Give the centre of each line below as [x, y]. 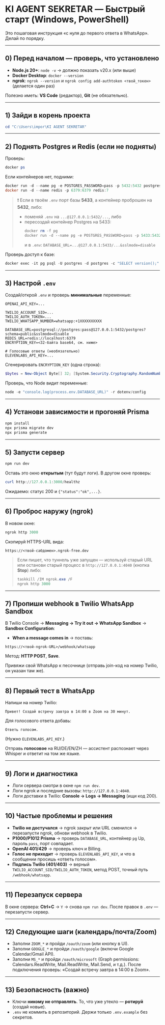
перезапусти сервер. [27, 912]
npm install [17, 423]
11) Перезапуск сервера [44, 895]
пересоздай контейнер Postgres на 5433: [68, 222]
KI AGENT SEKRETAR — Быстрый [75, 9]
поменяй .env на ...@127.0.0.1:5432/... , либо [73, 217]
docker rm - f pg [41, 231]
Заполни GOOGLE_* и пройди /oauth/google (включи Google [73, 949]
